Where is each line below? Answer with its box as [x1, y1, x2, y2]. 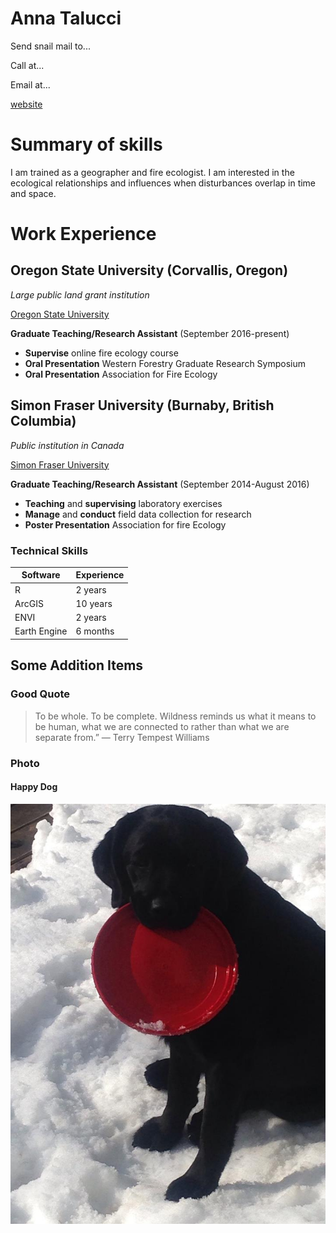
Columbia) [10, 413, 77, 430]
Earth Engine [14, 625, 68, 637]
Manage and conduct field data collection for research [24, 508, 252, 520]
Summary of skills [10, 133, 163, 156]
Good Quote [10, 687, 71, 701]
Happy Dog [10, 781, 58, 793]
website [10, 98, 43, 110]
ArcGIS [14, 597, 44, 609]
